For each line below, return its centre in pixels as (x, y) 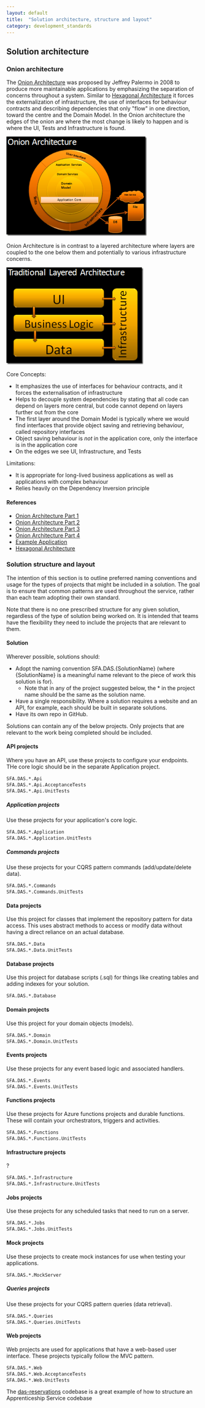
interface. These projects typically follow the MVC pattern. (80, 1356)
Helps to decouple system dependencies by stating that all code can (102, 400)
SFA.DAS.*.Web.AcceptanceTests (46, 1374)
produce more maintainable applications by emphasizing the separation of (100, 89)
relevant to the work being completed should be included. (79, 732)
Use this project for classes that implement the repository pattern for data (99, 919)
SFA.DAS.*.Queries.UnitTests (44, 1322)
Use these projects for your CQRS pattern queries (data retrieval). (89, 1304)
